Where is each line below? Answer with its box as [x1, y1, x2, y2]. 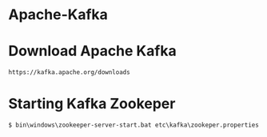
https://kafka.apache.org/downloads [8, 68, 130, 76]
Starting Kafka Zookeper [8, 95, 176, 113]
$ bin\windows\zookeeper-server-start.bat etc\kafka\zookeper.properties [8, 121, 260, 129]
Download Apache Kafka [8, 42, 177, 61]
